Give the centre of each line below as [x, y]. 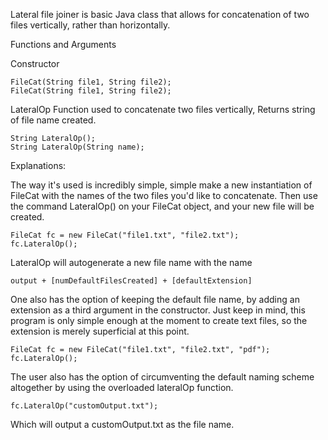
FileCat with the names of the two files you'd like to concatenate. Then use [164, 195]
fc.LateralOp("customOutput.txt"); [84, 406]
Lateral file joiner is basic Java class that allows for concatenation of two [160, 14]
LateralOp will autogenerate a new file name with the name [131, 262]
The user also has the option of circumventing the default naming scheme [162, 377]
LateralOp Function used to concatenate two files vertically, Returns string [163, 109]
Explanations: [38, 165]
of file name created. [53, 120]
